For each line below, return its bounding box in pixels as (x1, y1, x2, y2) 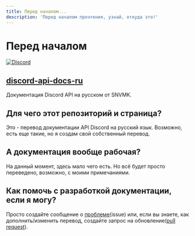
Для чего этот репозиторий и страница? (6, 108, 162, 118)
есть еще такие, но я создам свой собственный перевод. (6, 130, 150, 137)
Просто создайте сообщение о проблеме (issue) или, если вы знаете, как (6, 211, 189, 218)
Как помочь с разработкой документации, (6, 186, 172, 196)
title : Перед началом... (6, 8, 67, 15)
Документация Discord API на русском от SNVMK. (6, 92, 132, 99)
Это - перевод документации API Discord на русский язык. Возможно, (6, 124, 183, 131)
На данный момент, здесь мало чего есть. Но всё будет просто (6, 163, 166, 170)
